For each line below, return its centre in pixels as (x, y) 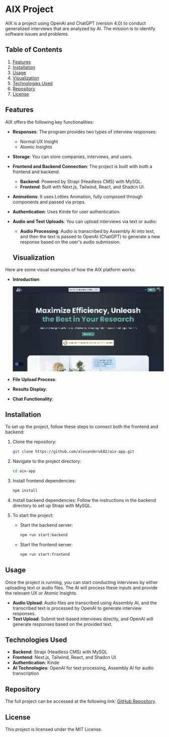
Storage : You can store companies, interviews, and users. (73, 157)
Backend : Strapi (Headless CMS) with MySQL (60, 652)
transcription (26, 674)
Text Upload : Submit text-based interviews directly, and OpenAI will (83, 619)
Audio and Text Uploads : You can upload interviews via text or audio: (84, 221)
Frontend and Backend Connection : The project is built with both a (82, 166)
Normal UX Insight (39, 141)
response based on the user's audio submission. (70, 242)
